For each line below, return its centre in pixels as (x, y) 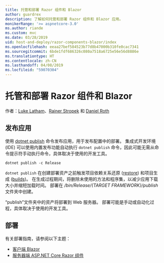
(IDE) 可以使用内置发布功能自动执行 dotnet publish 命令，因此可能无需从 (80, 147)
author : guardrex (23, 14)
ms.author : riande (24, 28)
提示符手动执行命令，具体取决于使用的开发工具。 (59, 153)
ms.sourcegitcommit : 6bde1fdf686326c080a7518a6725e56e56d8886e (72, 51)
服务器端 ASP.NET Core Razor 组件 (48, 255)
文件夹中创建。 (20, 191)
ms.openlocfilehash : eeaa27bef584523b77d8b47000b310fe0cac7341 (72, 47)
